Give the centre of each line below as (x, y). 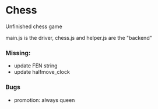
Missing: (18, 53)
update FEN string (36, 66)
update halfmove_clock (42, 72)
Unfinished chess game (34, 26)
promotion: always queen (44, 100)
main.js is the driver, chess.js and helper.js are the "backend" (79, 38)
